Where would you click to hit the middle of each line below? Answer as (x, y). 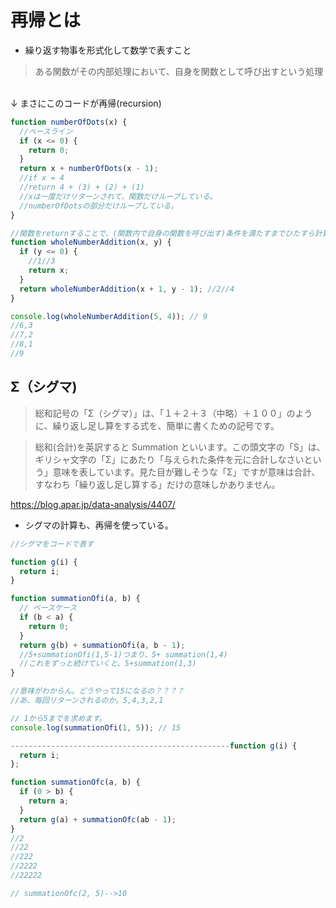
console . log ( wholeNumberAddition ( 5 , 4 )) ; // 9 (109, 316)
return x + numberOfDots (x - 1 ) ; (89, 169)
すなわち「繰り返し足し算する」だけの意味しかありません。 (157, 484)
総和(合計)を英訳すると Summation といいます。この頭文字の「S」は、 (180, 447)
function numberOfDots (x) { (69, 122)
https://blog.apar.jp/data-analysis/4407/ (93, 504)
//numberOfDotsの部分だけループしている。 (99, 206)
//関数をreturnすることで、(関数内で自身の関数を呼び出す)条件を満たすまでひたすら (162, 233)
